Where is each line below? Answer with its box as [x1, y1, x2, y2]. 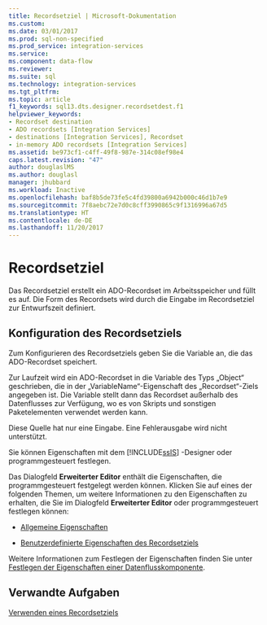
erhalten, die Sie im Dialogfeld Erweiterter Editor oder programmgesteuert [8, 497, 259, 507]
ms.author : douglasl [8, 171, 79, 179]
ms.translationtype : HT [8, 208, 90, 216]
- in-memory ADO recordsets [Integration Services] [8, 140, 187, 149]
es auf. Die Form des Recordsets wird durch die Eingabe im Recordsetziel [8, 295, 255, 304]
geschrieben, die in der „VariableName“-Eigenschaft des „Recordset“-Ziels [8, 381, 259, 391]
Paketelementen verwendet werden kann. [8, 407, 148, 417]
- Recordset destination [8, 118, 93, 126]
